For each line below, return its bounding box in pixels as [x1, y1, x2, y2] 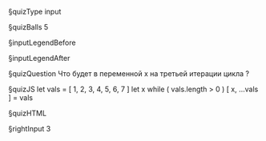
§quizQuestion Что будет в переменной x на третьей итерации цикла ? [8, 69, 250, 79]
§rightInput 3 [8, 124, 51, 133]
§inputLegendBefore [8, 38, 76, 47]
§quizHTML [8, 108, 46, 118]
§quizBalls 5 [8, 22, 49, 31]
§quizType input [8, 7, 62, 16]
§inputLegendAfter [8, 54, 71, 62]
